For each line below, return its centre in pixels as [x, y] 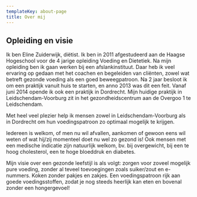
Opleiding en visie [40, 41]
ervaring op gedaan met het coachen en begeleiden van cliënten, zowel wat [98, 73]
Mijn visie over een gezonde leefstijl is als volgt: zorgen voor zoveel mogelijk [98, 163]
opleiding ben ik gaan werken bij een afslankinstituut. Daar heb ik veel [90, 67]
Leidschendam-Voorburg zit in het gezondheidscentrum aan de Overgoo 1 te [98, 98]
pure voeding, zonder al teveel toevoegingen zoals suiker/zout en [85, 170]
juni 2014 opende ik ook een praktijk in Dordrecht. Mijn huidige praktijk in [94, 92]
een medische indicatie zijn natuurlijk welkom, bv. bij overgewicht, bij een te [98, 146]
